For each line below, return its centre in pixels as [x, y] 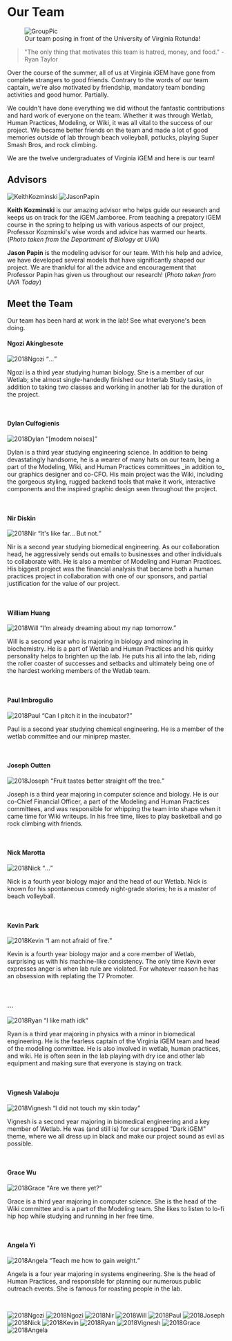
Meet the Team [40, 304]
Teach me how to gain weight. [95, 1261]
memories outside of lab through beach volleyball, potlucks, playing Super [113, 137]
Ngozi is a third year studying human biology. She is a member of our [106, 372]
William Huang [29, 613]
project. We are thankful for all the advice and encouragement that [102, 267]
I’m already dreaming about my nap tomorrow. [108, 628]
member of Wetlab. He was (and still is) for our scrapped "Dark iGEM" [107, 1129]
